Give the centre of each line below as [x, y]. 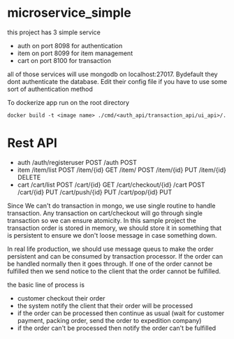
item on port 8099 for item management [75, 53]
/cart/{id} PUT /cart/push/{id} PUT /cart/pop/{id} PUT [95, 192]
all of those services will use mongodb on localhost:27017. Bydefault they [112, 74]
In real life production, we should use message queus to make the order [111, 249]
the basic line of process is [46, 284]
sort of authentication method [50, 89]
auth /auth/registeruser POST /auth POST [77, 162]
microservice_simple [69, 13]
